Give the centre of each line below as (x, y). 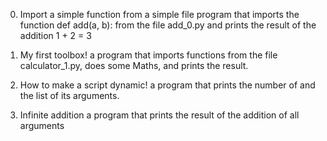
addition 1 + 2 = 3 (55, 35)
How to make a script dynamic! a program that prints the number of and (167, 85)
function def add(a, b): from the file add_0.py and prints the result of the (168, 25)
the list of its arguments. (69, 95)
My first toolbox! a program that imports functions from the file (148, 55)
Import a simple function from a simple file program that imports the (159, 14)
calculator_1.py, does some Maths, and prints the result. (134, 65)
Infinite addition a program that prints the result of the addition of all (159, 115)
